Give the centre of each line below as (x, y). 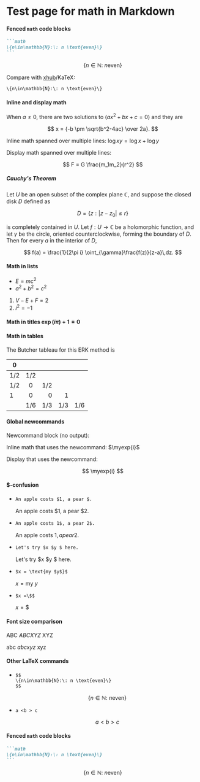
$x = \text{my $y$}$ (41, 571)
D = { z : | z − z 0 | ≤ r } (103, 214)
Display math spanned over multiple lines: (59, 152)
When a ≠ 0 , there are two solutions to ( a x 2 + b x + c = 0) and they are (95, 116)
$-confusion (23, 485)
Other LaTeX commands (38, 661)
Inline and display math (37, 102)
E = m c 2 (26, 281)
